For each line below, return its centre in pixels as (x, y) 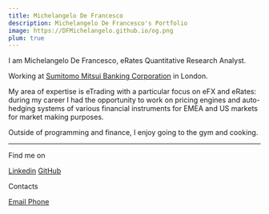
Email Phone (29, 202)
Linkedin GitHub (35, 171)
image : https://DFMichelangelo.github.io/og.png (91, 30)
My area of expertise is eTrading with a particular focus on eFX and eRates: (132, 92)
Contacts (23, 186)
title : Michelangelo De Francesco (66, 16)
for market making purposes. (56, 117)
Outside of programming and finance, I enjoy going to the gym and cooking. (133, 133)
